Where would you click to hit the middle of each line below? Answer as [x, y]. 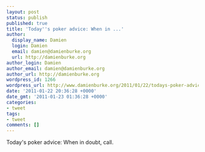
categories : [21, 102]
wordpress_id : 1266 [31, 80]
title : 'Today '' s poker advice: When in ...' [65, 29]
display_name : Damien [39, 40]
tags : [13, 114]
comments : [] [23, 125]
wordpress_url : [26, 86]
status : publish [27, 18]
